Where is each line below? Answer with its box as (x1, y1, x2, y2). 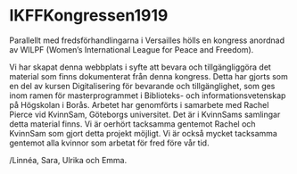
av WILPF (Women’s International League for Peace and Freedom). (9, 44, 254, 54)
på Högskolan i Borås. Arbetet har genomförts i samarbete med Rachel (9, 99, 269, 110)
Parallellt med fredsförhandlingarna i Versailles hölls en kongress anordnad (9, 35, 285, 46)
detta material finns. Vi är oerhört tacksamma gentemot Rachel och (9, 118, 256, 129)
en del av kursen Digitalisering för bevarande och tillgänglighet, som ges (9, 80, 276, 91)
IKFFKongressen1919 (9, 5, 169, 26)
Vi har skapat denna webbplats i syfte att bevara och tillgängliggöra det (9, 62, 272, 72)
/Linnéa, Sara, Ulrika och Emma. (9, 154, 128, 165)
